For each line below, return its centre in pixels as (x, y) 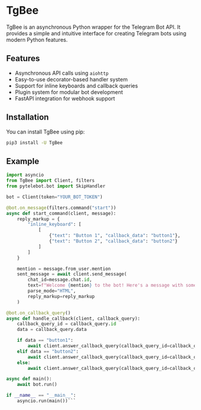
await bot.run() (37, 385)
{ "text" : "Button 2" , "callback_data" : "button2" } (113, 241)
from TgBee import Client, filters (51, 181)
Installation (28, 117)
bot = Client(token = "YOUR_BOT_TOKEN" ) (54, 197)
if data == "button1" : (45, 341)
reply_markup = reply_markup (61, 296)
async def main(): (29, 379)
